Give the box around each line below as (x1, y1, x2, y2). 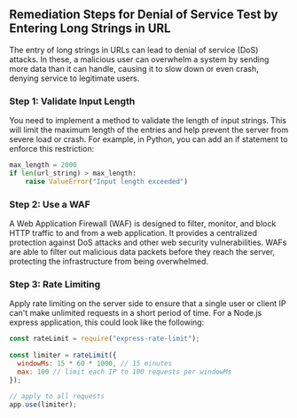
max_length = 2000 (9, 161, 77, 170)
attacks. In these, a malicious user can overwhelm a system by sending (9, 53, 270, 65)
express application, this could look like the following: (9, 317, 205, 327)
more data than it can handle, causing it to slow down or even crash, (9, 63, 259, 74)
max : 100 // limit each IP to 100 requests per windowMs (17, 367, 232, 376)
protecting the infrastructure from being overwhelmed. (9, 256, 209, 267)
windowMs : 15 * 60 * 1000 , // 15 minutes (17, 359, 173, 367)
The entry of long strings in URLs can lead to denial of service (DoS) (9, 44, 259, 55)
